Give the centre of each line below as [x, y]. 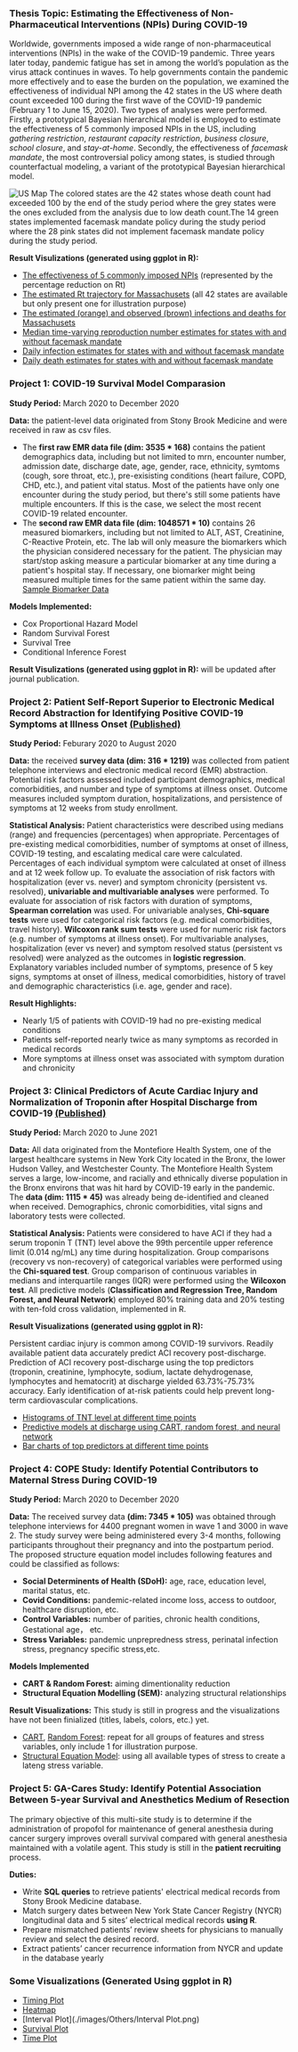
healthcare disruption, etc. [70, 1609]
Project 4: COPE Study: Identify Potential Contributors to [134, 1470]
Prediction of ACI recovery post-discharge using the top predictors [132, 1363]
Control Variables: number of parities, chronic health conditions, [141, 1619]
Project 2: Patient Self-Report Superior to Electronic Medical [142, 702]
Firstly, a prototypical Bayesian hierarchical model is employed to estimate [145, 119]
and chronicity [48, 1068]
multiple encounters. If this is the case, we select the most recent [141, 504]
